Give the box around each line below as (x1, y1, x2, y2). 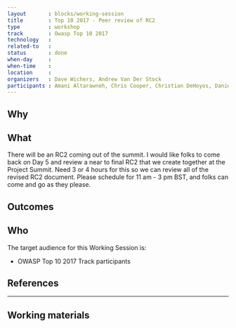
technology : (7, 37, 52, 44)
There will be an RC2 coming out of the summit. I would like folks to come (7, 150, 221, 159)
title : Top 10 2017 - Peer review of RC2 (7, 17, 156, 24)
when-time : (7, 63, 52, 70)
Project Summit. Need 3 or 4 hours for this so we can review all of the (7, 166, 209, 174)
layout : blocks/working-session (7, 10, 124, 18)
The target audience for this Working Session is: (7, 243, 147, 251)
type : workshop (7, 23, 80, 30)
